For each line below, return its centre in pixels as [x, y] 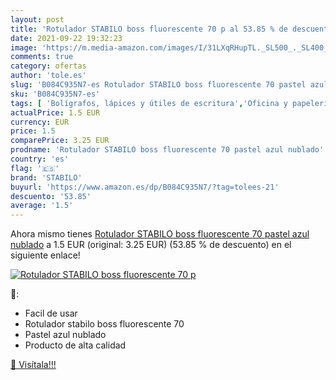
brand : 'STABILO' [46, 177]
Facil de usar [51, 313]
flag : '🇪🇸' [35, 168]
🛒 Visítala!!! [33, 365]
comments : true [42, 57]
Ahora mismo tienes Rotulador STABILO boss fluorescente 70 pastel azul [160, 234]
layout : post [37, 19]
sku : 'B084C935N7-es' [55, 94]
